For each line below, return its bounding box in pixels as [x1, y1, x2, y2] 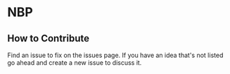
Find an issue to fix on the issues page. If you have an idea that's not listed [7, 51, 224, 59]
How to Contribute [7, 32, 90, 44]
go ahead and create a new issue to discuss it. [7, 58, 142, 67]
